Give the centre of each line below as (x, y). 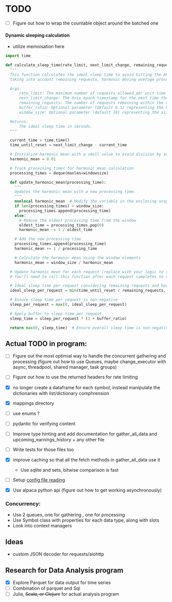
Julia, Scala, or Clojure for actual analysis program (66, 594)
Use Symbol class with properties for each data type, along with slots (86, 520)
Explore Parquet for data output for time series (62, 583)
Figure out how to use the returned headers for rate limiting (75, 377)
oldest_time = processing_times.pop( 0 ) (61, 225)
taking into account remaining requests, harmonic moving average (82, 79)
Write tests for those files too (43, 449)
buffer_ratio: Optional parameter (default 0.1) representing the (91, 108)
